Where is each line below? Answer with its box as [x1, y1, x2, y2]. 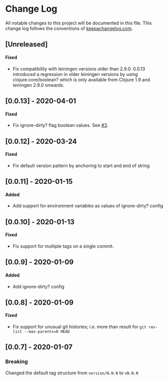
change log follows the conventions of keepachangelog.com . [5, 25, 133, 31]
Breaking [5, 358, 28, 365]
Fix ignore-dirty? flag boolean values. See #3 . [12, 122, 109, 128]
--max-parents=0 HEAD [24, 329, 70, 334]
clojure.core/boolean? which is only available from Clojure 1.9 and [12, 76, 150, 83]
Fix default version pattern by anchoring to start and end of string [12, 162, 150, 169]
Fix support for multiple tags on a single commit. [12, 243, 114, 249]
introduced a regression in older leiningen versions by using [12, 71, 138, 77]
